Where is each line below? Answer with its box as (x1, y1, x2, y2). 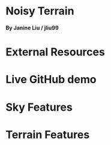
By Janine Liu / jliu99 (5, 24, 59, 31)
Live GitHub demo (5, 73, 97, 87)
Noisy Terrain (5, 4, 74, 18)
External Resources (5, 45, 106, 59)
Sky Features (5, 100, 73, 114)
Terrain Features (5, 128, 90, 141)
